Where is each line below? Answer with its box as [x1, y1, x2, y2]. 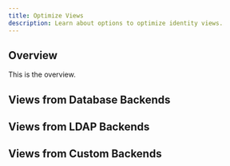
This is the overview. [8, 69, 76, 80]
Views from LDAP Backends [8, 121, 150, 134]
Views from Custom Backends [8, 147, 162, 160]
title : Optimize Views [8, 11, 84, 20]
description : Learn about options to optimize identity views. [8, 19, 224, 27]
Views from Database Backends [8, 93, 171, 106]
